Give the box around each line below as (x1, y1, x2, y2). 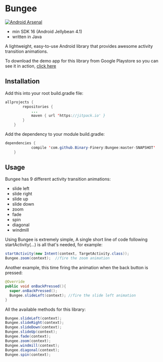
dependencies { (5, 141, 36, 146)
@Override (5, 279, 25, 284)
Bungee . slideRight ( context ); (5, 320, 64, 325)
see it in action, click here (5, 63, 56, 69)
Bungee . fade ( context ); (5, 334, 51, 339)
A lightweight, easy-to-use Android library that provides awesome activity (5, 43, 153, 49)
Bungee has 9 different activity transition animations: (5, 176, 111, 182)
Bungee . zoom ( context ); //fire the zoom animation (5, 256, 110, 261)
